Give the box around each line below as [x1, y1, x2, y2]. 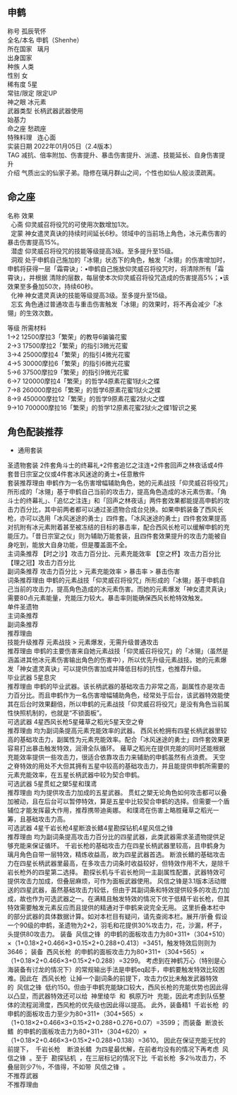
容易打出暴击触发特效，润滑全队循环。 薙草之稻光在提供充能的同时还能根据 [7, 744, 226, 752]
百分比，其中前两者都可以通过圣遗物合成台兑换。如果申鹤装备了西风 [19, 505, 217, 514]
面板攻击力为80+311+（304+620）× [41, 1027, 147, 1036]
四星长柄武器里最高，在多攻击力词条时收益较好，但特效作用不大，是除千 [19, 859, 230, 868]
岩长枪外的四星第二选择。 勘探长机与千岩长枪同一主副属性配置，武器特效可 [7, 868, 226, 876]
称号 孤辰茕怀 [7, 27, 47, 35]
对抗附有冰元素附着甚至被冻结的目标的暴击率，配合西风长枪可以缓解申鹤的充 [7, 523, 230, 532]
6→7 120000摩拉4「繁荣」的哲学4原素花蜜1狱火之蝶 [7, 377, 160, 385]
